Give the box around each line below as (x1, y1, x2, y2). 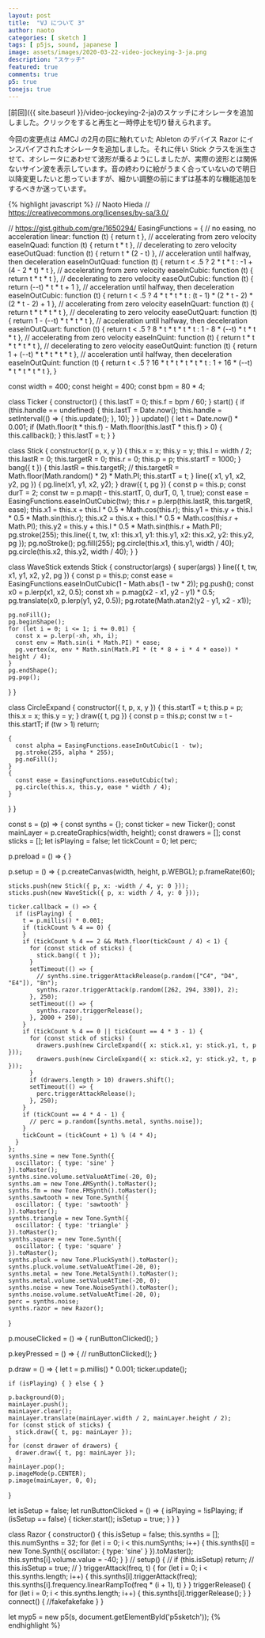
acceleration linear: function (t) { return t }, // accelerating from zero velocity (8, 232, 257, 241)
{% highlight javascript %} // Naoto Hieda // (8, 199, 150, 210)
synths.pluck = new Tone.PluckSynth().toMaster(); (8, 1256, 179, 1265)
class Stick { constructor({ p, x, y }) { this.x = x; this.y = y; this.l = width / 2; (8, 446, 252, 456)
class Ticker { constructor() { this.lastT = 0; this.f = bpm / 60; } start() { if (8, 397, 245, 407)
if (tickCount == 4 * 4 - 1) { (22, 1111, 126, 1119)
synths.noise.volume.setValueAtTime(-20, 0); (8, 1291, 161, 1299)
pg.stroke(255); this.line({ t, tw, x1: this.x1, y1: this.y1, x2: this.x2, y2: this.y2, (8, 530, 255, 540)
